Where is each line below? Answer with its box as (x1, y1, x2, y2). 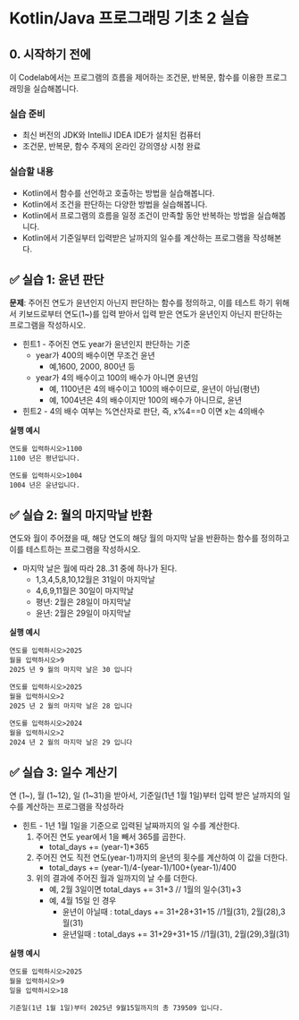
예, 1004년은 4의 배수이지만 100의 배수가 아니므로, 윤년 (48, 395, 243, 405)
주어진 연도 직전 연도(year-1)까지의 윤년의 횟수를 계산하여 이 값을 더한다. (35, 852, 288, 863)
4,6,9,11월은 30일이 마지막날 (35, 585, 134, 596)
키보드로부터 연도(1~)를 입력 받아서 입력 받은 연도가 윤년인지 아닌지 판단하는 (18, 309, 283, 319)
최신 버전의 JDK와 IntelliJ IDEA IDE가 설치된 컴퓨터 (21, 130, 202, 140)
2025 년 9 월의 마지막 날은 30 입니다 (9, 666, 133, 675)
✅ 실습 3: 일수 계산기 (9, 764, 118, 779)
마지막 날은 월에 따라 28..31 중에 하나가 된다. (21, 563, 178, 574)
